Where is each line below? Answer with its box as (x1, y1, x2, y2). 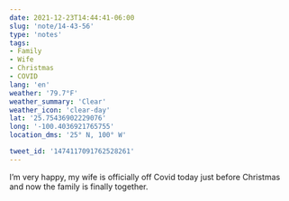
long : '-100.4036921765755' (9, 123, 115, 132)
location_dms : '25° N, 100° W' (9, 131, 127, 140)
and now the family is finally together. (9, 181, 149, 192)
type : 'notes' (9, 30, 63, 39)
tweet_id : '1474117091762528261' (9, 147, 135, 156)
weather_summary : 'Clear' (9, 96, 106, 106)
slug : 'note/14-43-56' (9, 22, 95, 31)
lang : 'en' (9, 80, 50, 89)
